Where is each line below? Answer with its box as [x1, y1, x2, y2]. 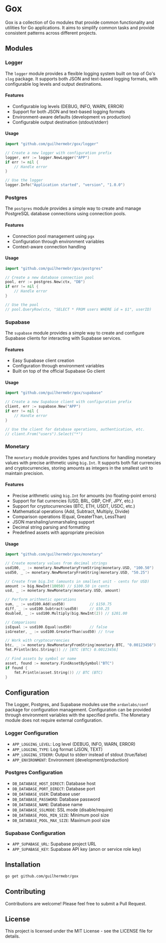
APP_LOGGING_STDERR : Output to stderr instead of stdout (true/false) [12, 752, 148, 758]
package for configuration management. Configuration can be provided [5, 707, 151, 713]
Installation [5, 861, 41, 869]
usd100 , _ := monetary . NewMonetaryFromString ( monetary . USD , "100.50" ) [5, 565, 154, 570]
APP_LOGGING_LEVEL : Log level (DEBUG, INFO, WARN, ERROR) [12, 741, 136, 747]
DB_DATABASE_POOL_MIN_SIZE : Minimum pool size [12, 812, 109, 818]
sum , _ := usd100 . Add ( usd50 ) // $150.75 [5, 602, 112, 607]
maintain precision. [5, 470, 44, 476]
